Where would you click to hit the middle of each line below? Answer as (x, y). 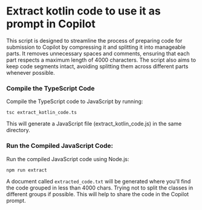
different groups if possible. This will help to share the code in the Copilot (98, 194)
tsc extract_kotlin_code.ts (42, 113)
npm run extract (27, 170)
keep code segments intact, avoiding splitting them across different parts (97, 66)
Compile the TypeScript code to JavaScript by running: (75, 101)
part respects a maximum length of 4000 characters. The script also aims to (101, 60)
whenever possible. (31, 72)
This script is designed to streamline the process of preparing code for (94, 40)
